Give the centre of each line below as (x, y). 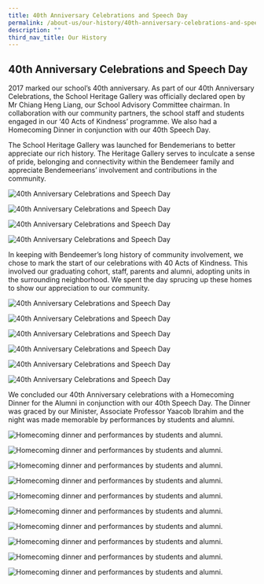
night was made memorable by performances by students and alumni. (121, 420)
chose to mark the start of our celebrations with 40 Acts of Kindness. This (128, 263)
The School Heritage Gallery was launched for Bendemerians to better (122, 145)
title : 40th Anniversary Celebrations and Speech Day (98, 15)
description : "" (35, 30)
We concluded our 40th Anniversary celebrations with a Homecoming (121, 395)
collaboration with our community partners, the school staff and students (126, 113)
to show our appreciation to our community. (79, 288)
